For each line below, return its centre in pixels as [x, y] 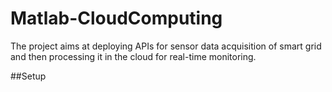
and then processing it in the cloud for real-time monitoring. [133, 56]
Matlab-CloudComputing [116, 18]
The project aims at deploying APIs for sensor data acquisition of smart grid [166, 46]
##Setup [28, 76]
